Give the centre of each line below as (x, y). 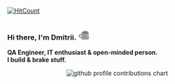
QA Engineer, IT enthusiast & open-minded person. (83, 52)
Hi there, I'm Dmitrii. (42, 37)
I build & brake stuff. (37, 60)
